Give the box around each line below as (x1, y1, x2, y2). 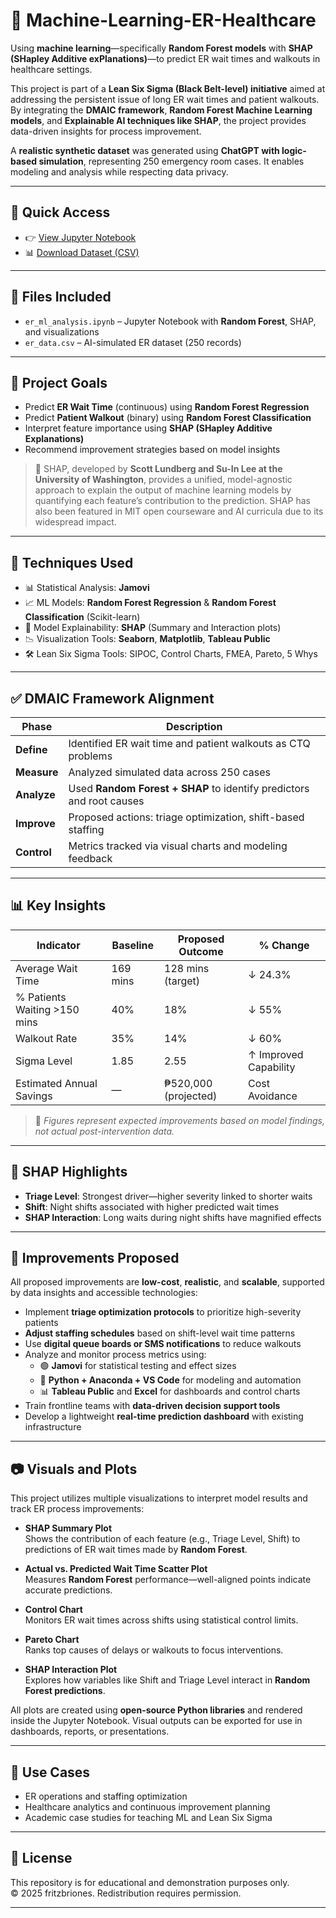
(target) (164, 974, 201, 988)
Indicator (36, 938, 81, 952)
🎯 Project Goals (10, 374, 108, 391)
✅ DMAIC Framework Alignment (10, 690, 215, 707)
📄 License (10, 1850, 73, 1867)
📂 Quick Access (10, 204, 111, 221)
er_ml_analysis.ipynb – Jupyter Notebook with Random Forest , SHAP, (24, 315, 317, 327)
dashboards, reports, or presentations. (10, 1725, 170, 1738)
